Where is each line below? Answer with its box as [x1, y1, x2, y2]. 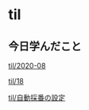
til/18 [8, 77, 24, 85]
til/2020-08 [8, 61, 46, 70]
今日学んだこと [8, 39, 82, 53]
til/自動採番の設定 [8, 93, 66, 102]
